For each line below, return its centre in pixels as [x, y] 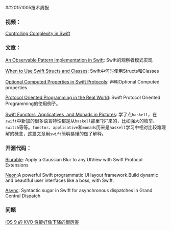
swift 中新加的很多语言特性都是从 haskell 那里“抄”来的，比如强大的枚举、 [81, 121]
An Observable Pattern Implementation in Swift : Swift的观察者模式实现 [79, 60]
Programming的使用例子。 [33, 103]
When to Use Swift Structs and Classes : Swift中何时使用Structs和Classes [82, 71]
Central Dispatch [23, 196]
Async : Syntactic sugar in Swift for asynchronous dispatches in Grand [79, 190]
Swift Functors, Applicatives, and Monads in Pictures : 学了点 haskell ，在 [81, 114]
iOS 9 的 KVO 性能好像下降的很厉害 [42, 222]
